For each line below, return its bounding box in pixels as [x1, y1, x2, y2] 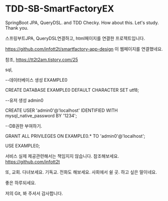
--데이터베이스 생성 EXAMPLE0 [5, 77, 68, 83]
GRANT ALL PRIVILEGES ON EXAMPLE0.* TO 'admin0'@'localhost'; [5, 133, 145, 139]
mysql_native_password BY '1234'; [5, 112, 77, 118]
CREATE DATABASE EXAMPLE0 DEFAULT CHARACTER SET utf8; [5, 87, 139, 93]
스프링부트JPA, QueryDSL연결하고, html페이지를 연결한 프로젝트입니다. [5, 35, 145, 41]
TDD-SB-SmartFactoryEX [5, 3, 114, 15]
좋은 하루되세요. [5, 179, 37, 185]
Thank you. [5, 25, 29, 31]
